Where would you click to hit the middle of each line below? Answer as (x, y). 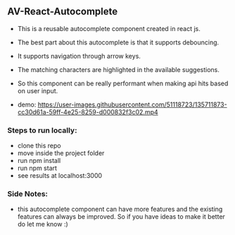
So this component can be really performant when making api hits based (123, 83)
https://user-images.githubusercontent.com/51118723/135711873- (132, 104)
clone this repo (39, 146)
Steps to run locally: (42, 130)
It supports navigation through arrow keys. (79, 56)
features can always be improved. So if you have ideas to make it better (121, 217)
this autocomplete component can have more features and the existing (120, 209)
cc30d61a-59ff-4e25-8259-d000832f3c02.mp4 (88, 112)
